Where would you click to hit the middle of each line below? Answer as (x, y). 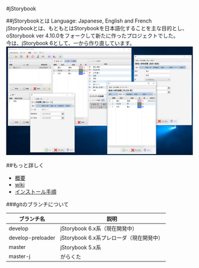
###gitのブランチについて (38, 204)
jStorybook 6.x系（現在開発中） (99, 229)
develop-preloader (32, 238)
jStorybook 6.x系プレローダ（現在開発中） (112, 238)
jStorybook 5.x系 (81, 247)
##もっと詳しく (25, 165)
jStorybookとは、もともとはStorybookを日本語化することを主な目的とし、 (97, 28)
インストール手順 (36, 192)
